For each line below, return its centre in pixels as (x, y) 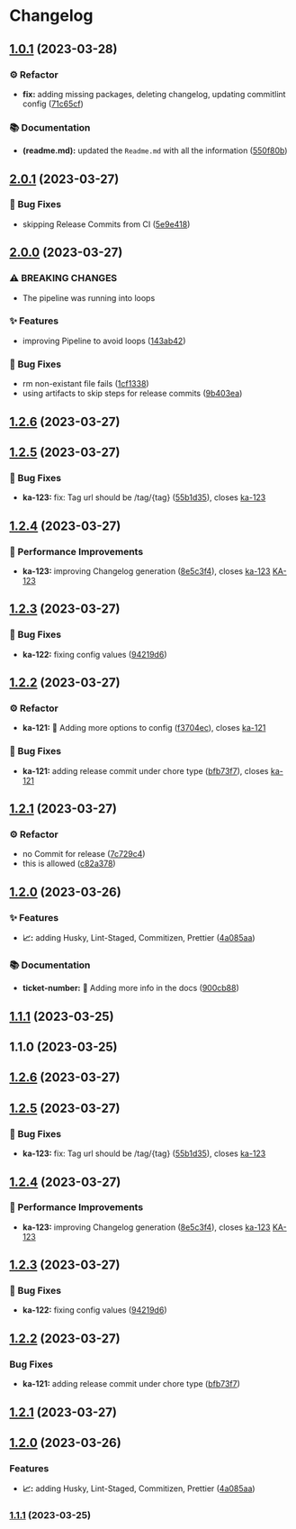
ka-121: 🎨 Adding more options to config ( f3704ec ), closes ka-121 (144, 728)
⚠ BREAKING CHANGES (63, 278)
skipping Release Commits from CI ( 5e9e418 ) (106, 224)
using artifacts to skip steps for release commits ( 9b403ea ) (132, 394)
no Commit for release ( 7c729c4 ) (84, 854)
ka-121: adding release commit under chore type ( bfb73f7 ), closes (145, 770)
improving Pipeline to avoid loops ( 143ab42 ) (104, 341)
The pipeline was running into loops (89, 297)
